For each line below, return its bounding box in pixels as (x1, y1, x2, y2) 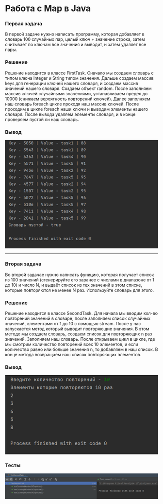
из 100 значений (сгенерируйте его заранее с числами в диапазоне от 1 (5, 277, 154, 282)
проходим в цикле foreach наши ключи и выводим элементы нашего (5, 106, 148, 112)
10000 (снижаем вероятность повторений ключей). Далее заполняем (5, 96, 150, 102)
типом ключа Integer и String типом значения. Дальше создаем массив (5, 75, 154, 81)
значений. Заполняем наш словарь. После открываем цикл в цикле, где (5, 336, 155, 342)
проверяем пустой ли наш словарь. (5, 116, 79, 122)
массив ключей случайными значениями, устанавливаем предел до (5, 90, 148, 96)
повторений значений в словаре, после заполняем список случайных (5, 315, 151, 321)
